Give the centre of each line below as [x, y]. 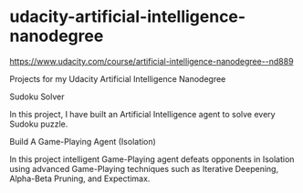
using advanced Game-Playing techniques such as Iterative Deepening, [144, 168]
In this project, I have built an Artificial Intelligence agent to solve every [142, 114]
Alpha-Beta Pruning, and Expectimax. [80, 178]
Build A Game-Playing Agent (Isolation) [83, 141]
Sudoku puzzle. [39, 124]
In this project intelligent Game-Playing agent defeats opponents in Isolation [152, 159]
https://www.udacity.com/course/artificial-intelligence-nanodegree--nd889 [151, 61]
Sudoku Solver [37, 96]
